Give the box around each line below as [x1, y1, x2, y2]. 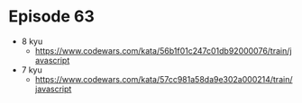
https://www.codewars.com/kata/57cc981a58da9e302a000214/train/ [34, 73, 293, 84]
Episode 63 [8, 6, 96, 27]
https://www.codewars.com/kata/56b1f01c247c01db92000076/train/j [34, 45, 292, 56]
